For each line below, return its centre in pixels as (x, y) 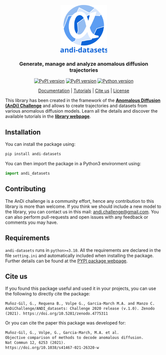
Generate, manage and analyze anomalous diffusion (84, 64)
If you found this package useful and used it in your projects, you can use (81, 288)
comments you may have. (32, 222)
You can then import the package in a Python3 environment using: (73, 164)
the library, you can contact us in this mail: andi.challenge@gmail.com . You (82, 212)
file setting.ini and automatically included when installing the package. (80, 255)
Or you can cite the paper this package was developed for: (66, 323)
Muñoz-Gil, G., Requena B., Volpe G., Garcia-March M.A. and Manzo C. (80, 304)
